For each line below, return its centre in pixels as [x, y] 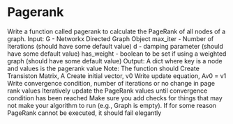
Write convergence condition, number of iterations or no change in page [111, 83]
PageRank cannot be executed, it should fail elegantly [84, 113]
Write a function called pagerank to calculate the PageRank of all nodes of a [116, 31]
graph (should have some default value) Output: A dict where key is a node [115, 61]
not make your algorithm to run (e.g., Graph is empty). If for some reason [112, 105]
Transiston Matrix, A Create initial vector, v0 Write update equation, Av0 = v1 [117, 76]
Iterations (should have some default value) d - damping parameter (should [115, 46]
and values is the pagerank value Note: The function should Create [104, 68]
